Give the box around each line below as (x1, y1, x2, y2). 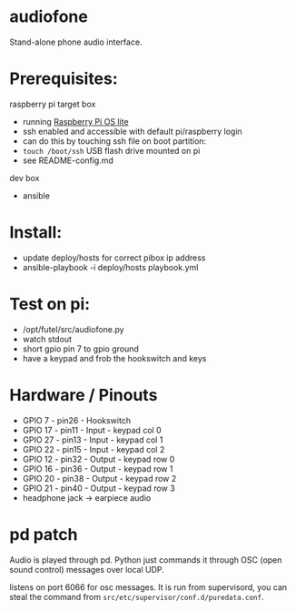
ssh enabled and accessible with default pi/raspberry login (22, 126, 242, 137)
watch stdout (22, 333, 73, 344)
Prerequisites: (9, 68, 118, 89)
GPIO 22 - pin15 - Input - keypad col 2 (22, 443, 165, 454)
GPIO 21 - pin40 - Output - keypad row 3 (22, 483, 175, 494)
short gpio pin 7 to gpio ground (22, 343, 139, 354)
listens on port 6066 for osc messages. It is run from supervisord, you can (9, 581, 288, 593)
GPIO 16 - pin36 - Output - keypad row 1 (22, 463, 173, 474)
